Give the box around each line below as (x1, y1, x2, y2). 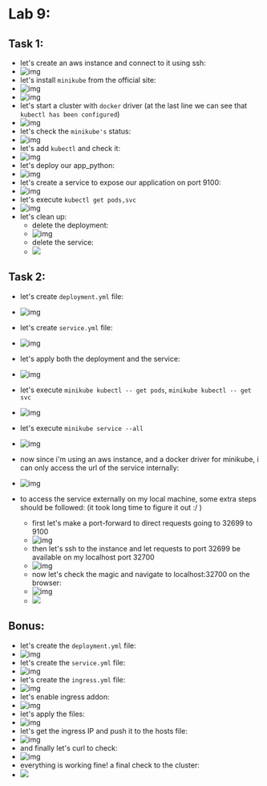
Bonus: (8, 620, 45, 633)
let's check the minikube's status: (19, 126, 131, 136)
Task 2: (8, 270, 46, 284)
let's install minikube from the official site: (19, 76, 156, 84)
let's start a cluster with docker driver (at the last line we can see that (19, 101, 248, 110)
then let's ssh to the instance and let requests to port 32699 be (31, 543, 241, 553)
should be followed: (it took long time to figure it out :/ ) (19, 502, 203, 512)
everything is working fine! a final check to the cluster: (19, 760, 200, 770)
